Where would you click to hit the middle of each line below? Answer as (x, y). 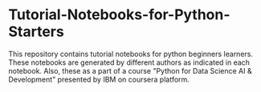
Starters (36, 32)
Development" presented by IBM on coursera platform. (99, 79)
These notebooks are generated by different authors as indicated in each (129, 62)
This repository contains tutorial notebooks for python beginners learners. (130, 54)
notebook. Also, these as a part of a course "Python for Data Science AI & (130, 70)
